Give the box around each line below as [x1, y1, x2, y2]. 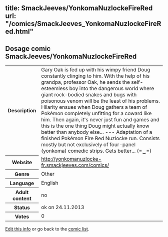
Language [9, 180, 34, 187]
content [12, 195, 31, 202]
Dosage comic [5, 44, 51, 53]
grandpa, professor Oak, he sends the [41, 79, 130, 86]
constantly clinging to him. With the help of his [41, 72, 150, 79]
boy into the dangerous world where [69, 85, 154, 92]
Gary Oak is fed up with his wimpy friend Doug [41, 66, 150, 73]
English [41, 179, 58, 186]
